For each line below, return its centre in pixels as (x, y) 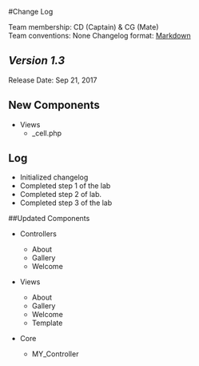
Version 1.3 (37, 60)
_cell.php (47, 133)
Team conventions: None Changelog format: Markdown (99, 36)
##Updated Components (49, 219)
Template (47, 323)
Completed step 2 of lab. (61, 195)
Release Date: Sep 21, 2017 (53, 80)
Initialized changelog (54, 177)
